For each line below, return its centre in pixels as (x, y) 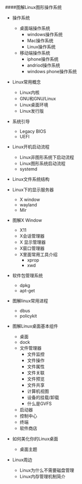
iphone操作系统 (43, 59)
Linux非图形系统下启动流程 (47, 157)
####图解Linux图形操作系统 (33, 7)
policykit (28, 316)
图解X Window (27, 220)
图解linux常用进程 (30, 301)
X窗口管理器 (32, 248)
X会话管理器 (32, 236)
